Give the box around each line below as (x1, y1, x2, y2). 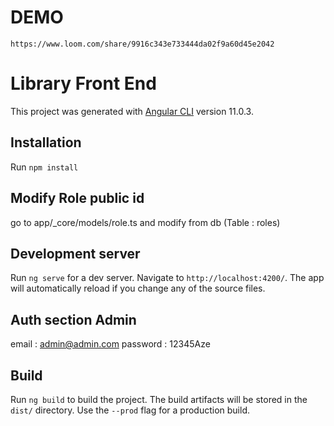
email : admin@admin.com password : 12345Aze (10, 338, 211, 350)
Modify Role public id (10, 190, 145, 207)
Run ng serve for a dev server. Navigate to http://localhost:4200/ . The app (10, 272, 325, 284)
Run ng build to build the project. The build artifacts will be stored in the (10, 393, 308, 405)
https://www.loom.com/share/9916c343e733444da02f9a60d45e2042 (10, 39, 275, 49)
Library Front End (10, 72, 157, 95)
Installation (10, 134, 82, 151)
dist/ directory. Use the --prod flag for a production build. (10, 404, 250, 416)
